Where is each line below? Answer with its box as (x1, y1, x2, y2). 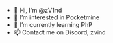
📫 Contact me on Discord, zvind (13, 28, 106, 36)
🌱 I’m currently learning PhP (13, 21, 92, 28)
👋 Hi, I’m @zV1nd (13, 7, 62, 14)
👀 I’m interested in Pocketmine (13, 13, 100, 21)
